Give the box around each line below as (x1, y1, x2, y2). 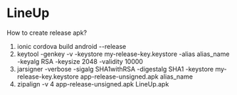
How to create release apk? (6, 28, 87, 37)
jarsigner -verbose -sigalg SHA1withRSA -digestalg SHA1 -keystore (16, 65, 214, 73)
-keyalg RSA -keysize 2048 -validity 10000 (16, 57, 144, 65)
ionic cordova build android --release (16, 42, 127, 50)
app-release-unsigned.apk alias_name (80, 72, 194, 81)
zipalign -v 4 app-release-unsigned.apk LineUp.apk (16, 79, 169, 88)
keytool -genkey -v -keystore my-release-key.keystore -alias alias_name (16, 50, 230, 58)
